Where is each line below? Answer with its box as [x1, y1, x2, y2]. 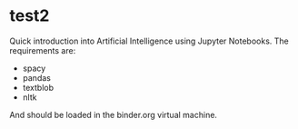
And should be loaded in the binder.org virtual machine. [9, 109, 218, 120]
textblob [22, 82, 55, 93]
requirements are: [9, 45, 76, 55]
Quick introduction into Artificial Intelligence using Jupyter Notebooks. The [9, 35, 289, 46]
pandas [22, 72, 52, 83]
